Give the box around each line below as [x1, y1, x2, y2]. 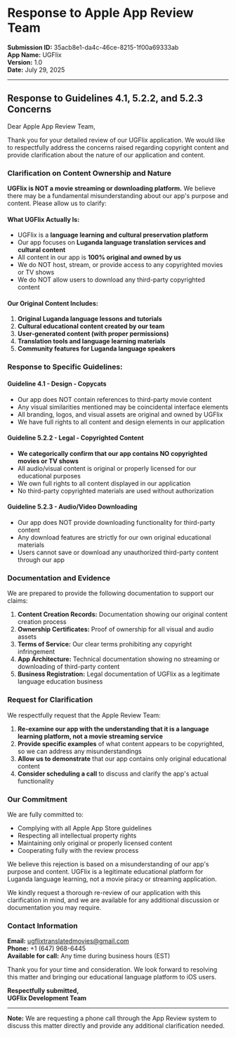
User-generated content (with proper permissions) [17, 330, 169, 338]
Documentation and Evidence [7, 573, 111, 582]
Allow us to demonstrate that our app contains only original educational [17, 754, 227, 763]
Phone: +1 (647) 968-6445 [7, 944, 86, 953]
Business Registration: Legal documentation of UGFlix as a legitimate [17, 670, 221, 679]
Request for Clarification [7, 695, 93, 705]
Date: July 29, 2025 [7, 65, 65, 74]
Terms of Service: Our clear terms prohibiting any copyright [17, 640, 192, 648]
